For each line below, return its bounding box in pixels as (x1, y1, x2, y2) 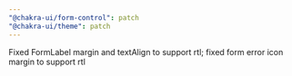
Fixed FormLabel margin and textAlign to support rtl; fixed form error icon (8, 46, 284, 57)
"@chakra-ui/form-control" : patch (8, 13, 140, 23)
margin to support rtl (8, 56, 86, 67)
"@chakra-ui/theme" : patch (8, 22, 111, 31)
